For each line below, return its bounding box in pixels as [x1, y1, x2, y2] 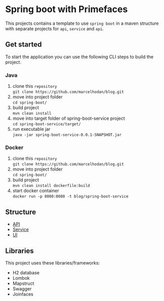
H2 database [12, 269, 39, 276]
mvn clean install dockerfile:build [12, 183, 90, 188]
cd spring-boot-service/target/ [12, 122, 81, 127]
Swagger [12, 285, 32, 291]
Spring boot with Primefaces [5, 4, 128, 15]
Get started [5, 40, 42, 49]
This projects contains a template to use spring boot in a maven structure [5, 20, 159, 26]
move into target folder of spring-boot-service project [12, 115, 125, 122]
